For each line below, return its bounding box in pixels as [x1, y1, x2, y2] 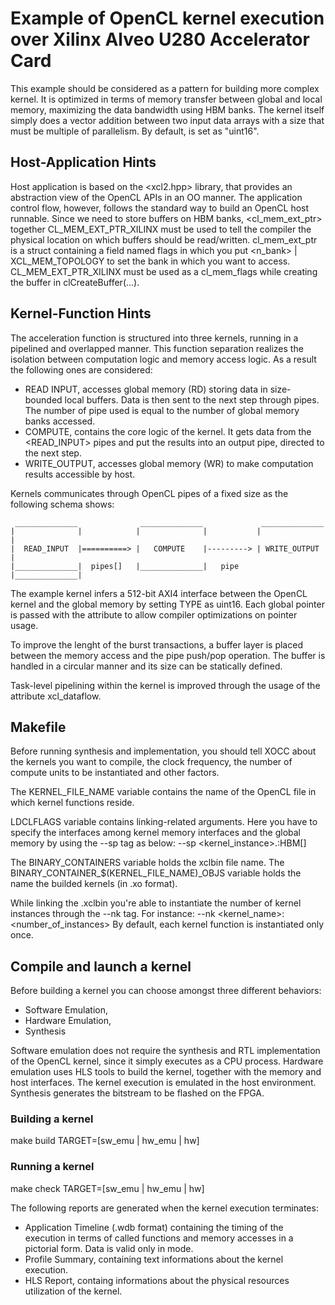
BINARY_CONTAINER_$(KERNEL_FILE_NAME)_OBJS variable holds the [10, 867, 302, 879]
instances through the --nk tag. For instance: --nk [10, 908, 216, 920]
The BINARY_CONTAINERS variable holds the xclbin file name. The [10, 857, 285, 869]
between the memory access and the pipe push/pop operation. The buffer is [10, 649, 326, 661]
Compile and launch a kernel [10, 958, 192, 975]
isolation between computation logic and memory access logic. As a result [10, 353, 317, 365]
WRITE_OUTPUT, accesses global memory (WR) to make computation [24, 457, 314, 469]
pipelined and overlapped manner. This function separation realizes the [10, 342, 304, 354]
